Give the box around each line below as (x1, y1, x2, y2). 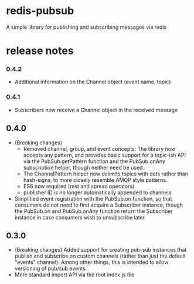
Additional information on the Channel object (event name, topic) (14, 78, 171, 86)
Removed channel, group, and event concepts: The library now (23, 145, 176, 152)
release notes (6, 44, 74, 58)
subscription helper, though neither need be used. (23, 164, 145, 171)
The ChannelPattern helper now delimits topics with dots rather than (23, 170, 189, 177)
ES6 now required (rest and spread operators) (23, 182, 135, 190)
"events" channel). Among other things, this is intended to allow (14, 259, 169, 266)
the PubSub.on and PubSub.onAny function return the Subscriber (14, 207, 173, 215)
